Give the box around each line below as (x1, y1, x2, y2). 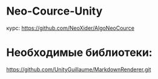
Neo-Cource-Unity (6, 4, 103, 18)
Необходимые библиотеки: (6, 46, 153, 60)
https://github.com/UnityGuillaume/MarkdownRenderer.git (6, 66, 151, 73)
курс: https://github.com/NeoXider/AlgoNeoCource (6, 24, 135, 32)
